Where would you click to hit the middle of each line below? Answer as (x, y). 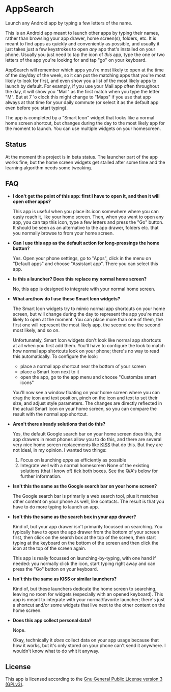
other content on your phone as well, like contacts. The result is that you (88, 501)
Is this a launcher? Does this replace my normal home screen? (79, 279)
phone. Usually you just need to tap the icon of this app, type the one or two (85, 55)
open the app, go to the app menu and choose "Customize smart (88, 377)
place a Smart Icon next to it (50, 371)
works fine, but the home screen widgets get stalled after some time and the (85, 162)
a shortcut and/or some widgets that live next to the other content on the (89, 605)
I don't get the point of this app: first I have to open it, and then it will (86, 196)
